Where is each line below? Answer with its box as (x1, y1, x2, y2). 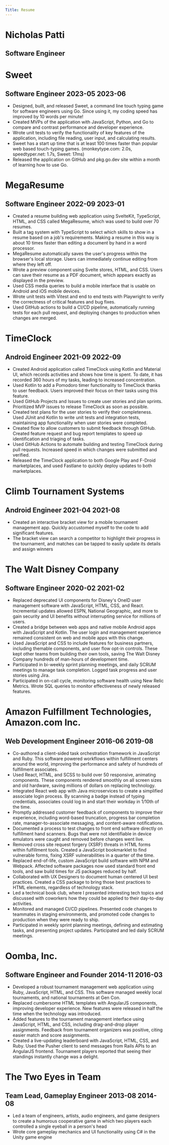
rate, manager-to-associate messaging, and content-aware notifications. (12, 820, 164, 826)
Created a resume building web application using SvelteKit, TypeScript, (12, 213, 161, 219)
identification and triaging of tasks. (12, 436, 85, 442)
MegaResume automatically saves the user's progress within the (12, 251, 147, 257)
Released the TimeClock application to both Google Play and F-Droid (12, 458, 156, 464)
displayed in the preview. (12, 277, 65, 283)
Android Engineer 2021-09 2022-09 (5, 353, 121, 361)
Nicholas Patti (5, 29, 65, 40)
